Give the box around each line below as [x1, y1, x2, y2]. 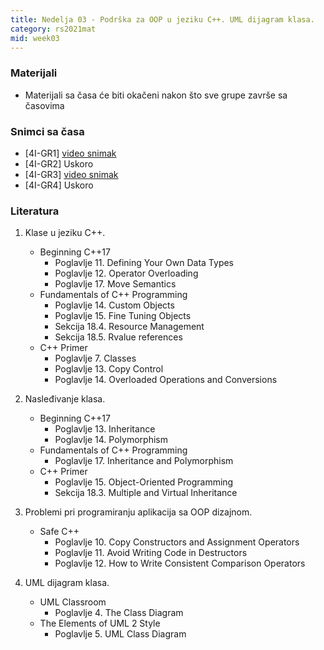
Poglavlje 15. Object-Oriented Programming [54, 476, 234, 488]
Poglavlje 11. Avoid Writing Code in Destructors [54, 547, 248, 559]
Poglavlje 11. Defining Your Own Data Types [54, 257, 235, 269]
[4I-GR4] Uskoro [24, 179, 94, 191]
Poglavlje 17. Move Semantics [54, 278, 177, 290]
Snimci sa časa [10, 124, 85, 138]
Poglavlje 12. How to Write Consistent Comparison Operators [54, 557, 306, 570]
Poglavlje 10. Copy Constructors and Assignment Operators [54, 536, 300, 548]
